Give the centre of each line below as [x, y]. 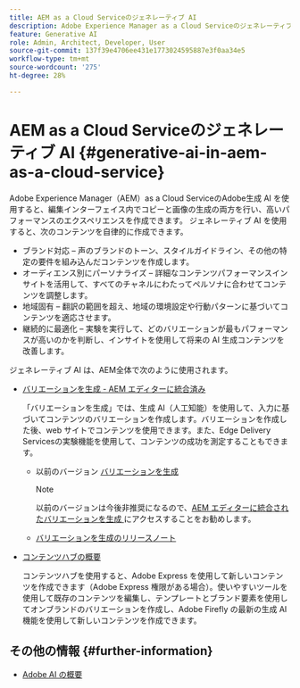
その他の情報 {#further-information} [111, 651]
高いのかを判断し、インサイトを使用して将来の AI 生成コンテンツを [161, 339]
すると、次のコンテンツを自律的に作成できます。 [99, 231]
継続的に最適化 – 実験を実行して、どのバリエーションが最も [132, 328]
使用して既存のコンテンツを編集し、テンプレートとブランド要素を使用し [155, 598]
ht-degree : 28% [37, 76]
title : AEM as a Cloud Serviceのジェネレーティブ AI [103, 17]
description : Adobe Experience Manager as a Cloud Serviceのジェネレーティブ [151, 26]
